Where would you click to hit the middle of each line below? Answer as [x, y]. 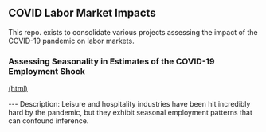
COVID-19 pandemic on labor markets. [71, 41]
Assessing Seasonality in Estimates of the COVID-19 [111, 61]
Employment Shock [47, 71]
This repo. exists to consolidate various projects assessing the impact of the [133, 32]
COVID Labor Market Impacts [82, 13]
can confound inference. [49, 121]
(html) [18, 89]
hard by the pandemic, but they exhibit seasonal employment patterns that [131, 113]
